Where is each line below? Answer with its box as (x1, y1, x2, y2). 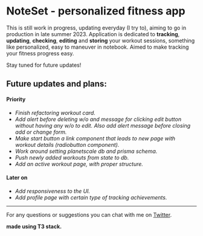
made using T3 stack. (6, 223, 62, 230)
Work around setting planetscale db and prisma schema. (14, 147, 158, 155)
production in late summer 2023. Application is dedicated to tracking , (6, 30, 180, 37)
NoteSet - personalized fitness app (6, 4, 185, 18)
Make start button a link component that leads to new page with (14, 134, 176, 142)
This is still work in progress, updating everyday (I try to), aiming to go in (6, 24, 186, 31)
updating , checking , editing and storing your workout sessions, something (6, 37, 195, 44)
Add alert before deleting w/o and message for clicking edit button (14, 116, 182, 123)
